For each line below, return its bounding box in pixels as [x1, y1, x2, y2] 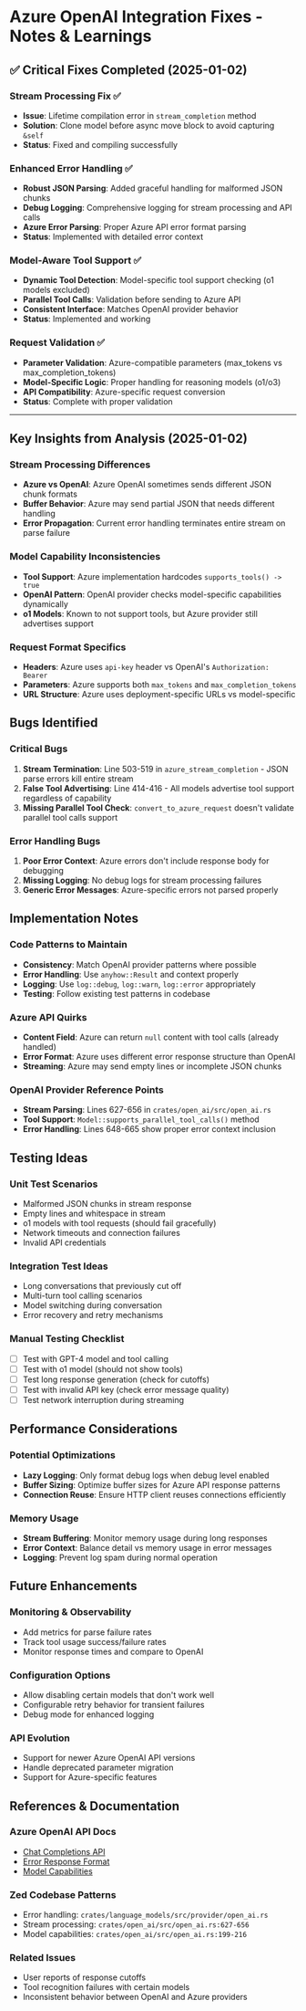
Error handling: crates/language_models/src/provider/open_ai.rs [22, 1910, 269, 1921]
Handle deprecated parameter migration [22, 1762, 174, 1773]
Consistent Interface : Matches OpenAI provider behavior [22, 304, 239, 315]
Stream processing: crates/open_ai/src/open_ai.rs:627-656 [22, 1919, 250, 1930]
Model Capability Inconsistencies [9, 550, 161, 563]
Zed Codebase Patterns [9, 1888, 117, 1901]
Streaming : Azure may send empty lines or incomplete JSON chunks [22, 1061, 282, 1072]
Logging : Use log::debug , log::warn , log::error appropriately [22, 979, 257, 990]
